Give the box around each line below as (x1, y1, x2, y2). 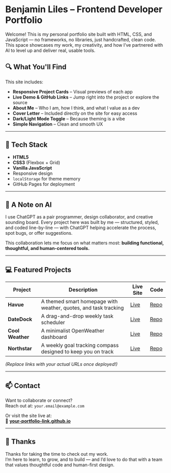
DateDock (8, 316, 33, 323)
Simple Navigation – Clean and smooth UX (12, 121, 103, 127)
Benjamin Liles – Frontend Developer (5, 4, 163, 15)
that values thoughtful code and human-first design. (5, 461, 115, 468)
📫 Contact (5, 381, 41, 390)
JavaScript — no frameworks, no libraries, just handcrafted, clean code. (5, 37, 156, 43)
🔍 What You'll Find (5, 62, 67, 72)
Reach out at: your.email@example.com (5, 403, 85, 408)
